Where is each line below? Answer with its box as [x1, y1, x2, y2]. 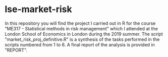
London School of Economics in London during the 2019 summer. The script [5, 31, 163, 37]
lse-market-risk [5, 4, 72, 15]
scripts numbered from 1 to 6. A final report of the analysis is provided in [5, 41, 155, 47]
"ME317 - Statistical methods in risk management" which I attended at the [5, 25, 158, 31]
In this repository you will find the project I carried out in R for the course [5, 20, 156, 26]
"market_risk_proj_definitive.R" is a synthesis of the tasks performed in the [5, 36, 160, 42]
